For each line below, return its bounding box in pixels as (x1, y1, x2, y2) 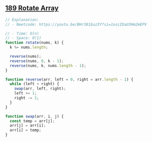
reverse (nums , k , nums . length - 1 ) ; (10, 63, 86, 68)
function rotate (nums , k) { (5, 40, 64, 45)
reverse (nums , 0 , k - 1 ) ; (10, 58, 64, 63)
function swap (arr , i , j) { (5, 113, 64, 119)
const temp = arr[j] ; (10, 118, 55, 123)
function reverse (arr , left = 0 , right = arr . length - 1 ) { (5, 77, 134, 82)
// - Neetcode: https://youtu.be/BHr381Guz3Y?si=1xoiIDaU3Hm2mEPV (5, 22, 147, 27)
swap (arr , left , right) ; (14, 86, 66, 91)
